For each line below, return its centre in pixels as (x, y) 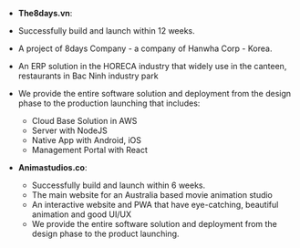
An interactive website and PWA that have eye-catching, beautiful (155, 205)
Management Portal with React (89, 150)
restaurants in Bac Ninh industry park (88, 76)
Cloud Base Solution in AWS (84, 121)
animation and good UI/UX (82, 214)
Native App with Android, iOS (86, 140)
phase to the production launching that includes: (109, 103)
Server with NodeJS (69, 130)
